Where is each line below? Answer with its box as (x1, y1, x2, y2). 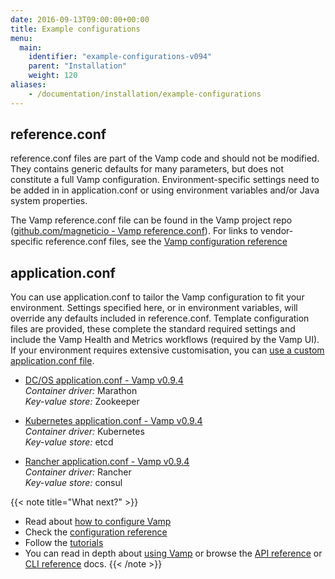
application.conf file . (10, 355, 95, 367)
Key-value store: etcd (24, 436, 114, 448)
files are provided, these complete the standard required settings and (10, 323, 296, 335)
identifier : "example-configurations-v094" (28, 52, 213, 62)
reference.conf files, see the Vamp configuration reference (45, 236, 288, 248)
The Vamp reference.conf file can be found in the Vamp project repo (10, 214, 293, 226)
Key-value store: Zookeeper (24, 396, 140, 408)
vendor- (260, 225, 294, 237)
